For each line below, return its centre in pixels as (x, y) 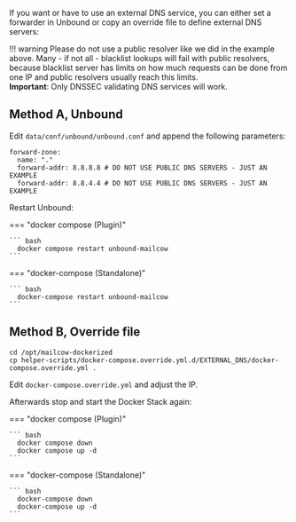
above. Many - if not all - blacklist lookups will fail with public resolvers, (140, 58)
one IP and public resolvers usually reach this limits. (104, 77)
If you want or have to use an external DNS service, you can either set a (140, 13)
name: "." (35, 160)
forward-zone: (35, 152)
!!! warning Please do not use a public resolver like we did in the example (142, 49)
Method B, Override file (75, 332)
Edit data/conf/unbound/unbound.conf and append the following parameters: (148, 136)
